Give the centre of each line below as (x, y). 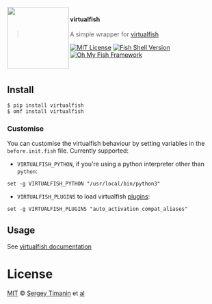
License (30, 274)
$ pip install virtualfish (45, 105)
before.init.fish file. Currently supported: (68, 151)
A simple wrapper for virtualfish (115, 34)
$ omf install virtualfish (45, 112)
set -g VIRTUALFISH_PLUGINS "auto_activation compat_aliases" (97, 209)
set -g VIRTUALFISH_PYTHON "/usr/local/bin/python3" (84, 184)
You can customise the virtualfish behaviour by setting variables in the (106, 144)
